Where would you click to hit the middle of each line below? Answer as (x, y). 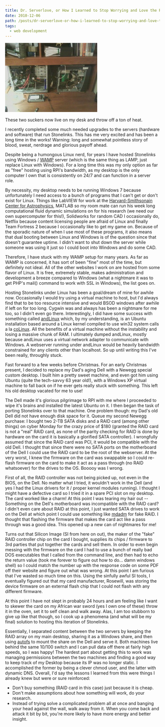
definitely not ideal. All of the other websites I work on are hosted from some (82, 268)
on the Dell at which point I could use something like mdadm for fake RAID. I (82, 514)
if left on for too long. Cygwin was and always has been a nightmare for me (81, 308)
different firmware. (24, 592)
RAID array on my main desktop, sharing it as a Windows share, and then (79, 637)
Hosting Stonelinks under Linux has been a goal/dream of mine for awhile (79, 293)
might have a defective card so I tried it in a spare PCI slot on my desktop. (80, 493)
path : (11, 21)
